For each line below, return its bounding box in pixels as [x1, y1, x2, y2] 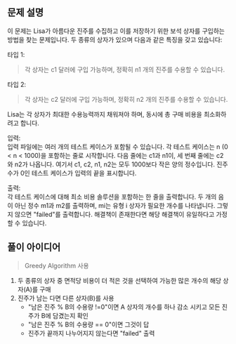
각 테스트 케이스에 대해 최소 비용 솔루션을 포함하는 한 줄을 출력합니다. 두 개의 [7, 192, 217, 201]
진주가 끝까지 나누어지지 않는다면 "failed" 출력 [27, 329, 155, 337]
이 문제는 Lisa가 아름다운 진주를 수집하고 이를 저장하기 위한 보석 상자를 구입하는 [7, 27, 225, 35]
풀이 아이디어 [7, 242, 61, 253]
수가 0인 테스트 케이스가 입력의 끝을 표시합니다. [7, 168, 137, 177]
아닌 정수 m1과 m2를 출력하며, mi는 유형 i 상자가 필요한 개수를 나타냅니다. [14, 201, 216, 209]
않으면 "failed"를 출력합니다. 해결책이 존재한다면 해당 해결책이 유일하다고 [14, 210, 215, 218]
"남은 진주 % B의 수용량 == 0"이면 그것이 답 [27, 320, 150, 329]
